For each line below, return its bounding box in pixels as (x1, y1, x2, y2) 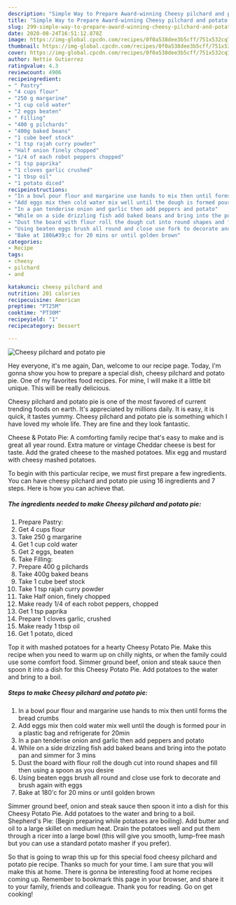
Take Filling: (18, 555, 53, 563)
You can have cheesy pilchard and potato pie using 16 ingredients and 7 (8, 476, 216, 485)
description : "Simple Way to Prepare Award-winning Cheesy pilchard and (8, 10, 225, 18)
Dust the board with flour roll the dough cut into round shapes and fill (18, 758, 218, 767)
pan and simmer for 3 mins (18, 751, 97, 759)
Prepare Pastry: (18, 518, 64, 526)
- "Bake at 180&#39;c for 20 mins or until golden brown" (8, 232, 181, 239)
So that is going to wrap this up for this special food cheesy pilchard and (8, 852, 217, 861)
